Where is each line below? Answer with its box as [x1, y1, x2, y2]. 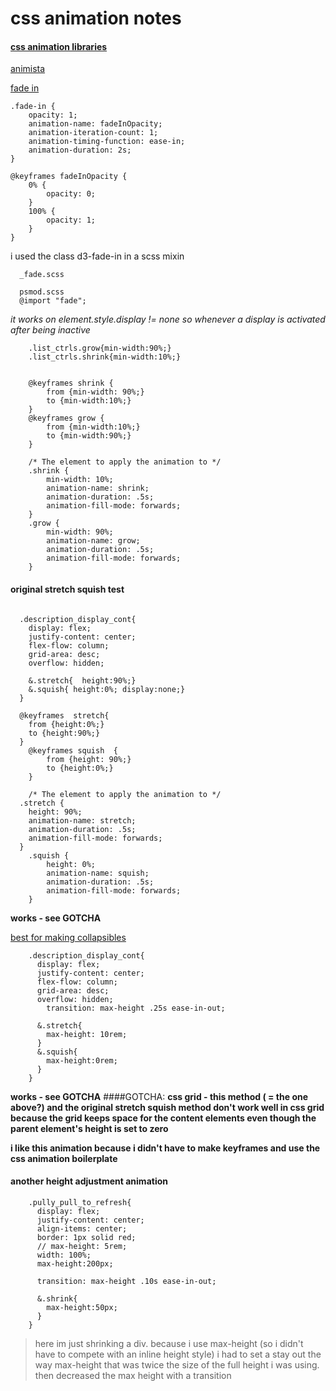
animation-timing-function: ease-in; [28, 137, 186, 147]
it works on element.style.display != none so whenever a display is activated [10, 313, 326, 326]
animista [10, 63, 46, 75]
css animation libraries [10, 40, 108, 52]
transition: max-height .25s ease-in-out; [46, 1003, 226, 1013]
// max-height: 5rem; [36, 1241, 128, 1251]
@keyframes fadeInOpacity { [10, 172, 128, 182]
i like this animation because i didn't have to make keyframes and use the [10, 1142, 321, 1154]
